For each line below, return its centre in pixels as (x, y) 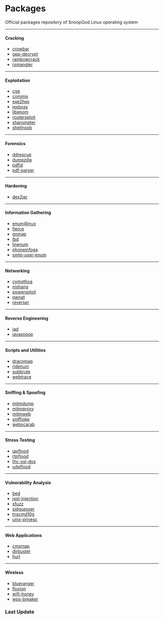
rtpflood (20, 456)
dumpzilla (22, 159)
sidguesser (23, 509)
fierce (18, 229)
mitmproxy (23, 409)
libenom (20, 112)
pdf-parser (23, 170)
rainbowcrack (26, 59)
